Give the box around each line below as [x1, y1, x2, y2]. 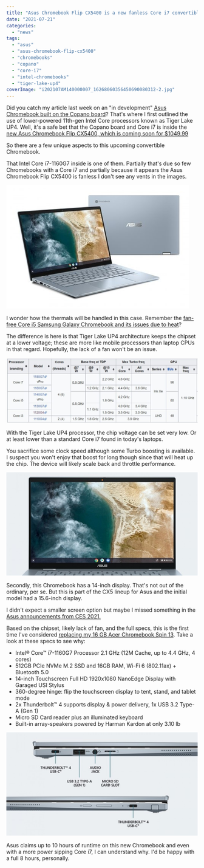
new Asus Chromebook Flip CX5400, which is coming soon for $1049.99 [6, 130, 189, 137]
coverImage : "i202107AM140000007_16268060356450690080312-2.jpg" [6, 87, 175, 93]
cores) [15, 656, 32, 663]
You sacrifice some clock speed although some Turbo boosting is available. [6, 447, 195, 454]
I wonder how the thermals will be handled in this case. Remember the [6, 315, 182, 322]
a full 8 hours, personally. [6, 855, 70, 862]
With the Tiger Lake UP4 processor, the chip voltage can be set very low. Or [6, 429, 197, 436]
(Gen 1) [20, 708, 39, 715]
